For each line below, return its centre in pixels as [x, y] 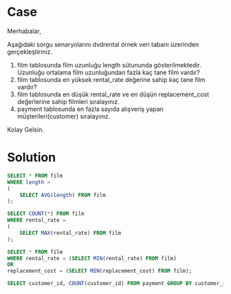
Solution [32, 157]
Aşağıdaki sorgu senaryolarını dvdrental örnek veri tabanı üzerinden [103, 44]
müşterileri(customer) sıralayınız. [64, 116]
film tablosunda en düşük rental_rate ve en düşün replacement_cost [113, 94]
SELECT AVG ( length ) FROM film [63, 195]
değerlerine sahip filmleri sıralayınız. [68, 101]
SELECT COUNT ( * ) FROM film [46, 214]
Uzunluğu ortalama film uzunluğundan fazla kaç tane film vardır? [109, 72]
